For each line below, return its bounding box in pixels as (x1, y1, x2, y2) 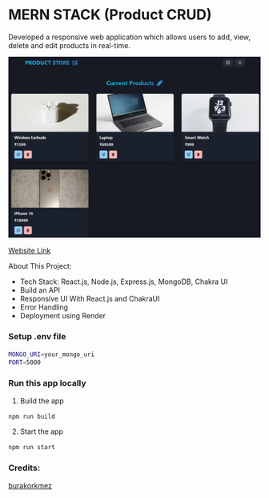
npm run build (8, 412, 56, 420)
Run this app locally (8, 378, 86, 389)
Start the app (19, 427, 64, 436)
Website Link (8, 246, 51, 256)
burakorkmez (8, 480, 52, 490)
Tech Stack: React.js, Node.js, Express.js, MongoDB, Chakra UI (19, 277, 228, 286)
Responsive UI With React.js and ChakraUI (19, 294, 160, 304)
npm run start (8, 443, 56, 451)
